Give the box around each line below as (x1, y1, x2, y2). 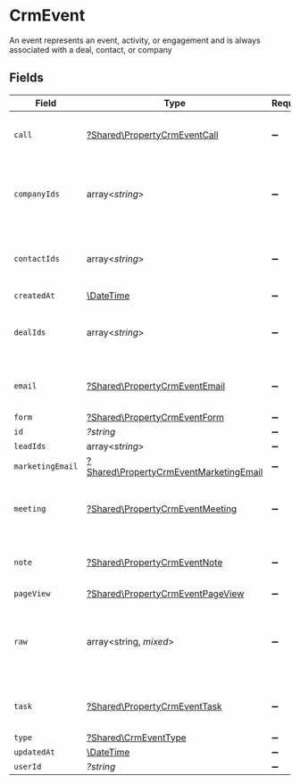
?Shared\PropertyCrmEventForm (86, 411, 225, 423)
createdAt (13, 290, 55, 300)
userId (13, 761, 42, 771)
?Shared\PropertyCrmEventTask (86, 700, 222, 713)
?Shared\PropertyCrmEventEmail (86, 379, 226, 392)
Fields (9, 71, 45, 86)
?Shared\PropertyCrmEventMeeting (86, 502, 237, 514)
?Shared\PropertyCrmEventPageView (86, 587, 245, 599)
